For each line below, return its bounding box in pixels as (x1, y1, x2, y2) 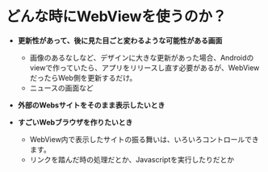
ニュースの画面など (29, 82, 94, 93)
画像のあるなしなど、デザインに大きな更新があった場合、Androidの (29, 52, 254, 62)
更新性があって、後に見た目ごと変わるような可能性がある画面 (17, 36, 223, 45)
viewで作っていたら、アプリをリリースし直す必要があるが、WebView (29, 62, 260, 73)
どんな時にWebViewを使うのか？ (6, 7, 227, 26)
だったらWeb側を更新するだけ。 (29, 73, 137, 82)
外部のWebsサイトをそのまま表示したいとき (17, 100, 165, 110)
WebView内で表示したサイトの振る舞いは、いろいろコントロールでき (29, 134, 260, 144)
